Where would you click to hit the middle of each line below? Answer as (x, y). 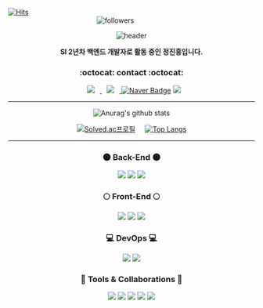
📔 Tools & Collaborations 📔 (131, 280)
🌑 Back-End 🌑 (131, 158)
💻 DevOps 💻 (131, 237)
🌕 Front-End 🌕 (131, 196)
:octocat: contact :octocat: (131, 72)
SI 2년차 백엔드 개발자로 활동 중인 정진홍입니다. (131, 52)
